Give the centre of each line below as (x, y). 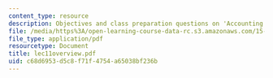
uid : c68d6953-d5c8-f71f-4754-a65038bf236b (83, 62)
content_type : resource (49, 16)
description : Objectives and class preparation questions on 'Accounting (136, 24)
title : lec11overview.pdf (52, 54)
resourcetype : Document (49, 46)
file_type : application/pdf (56, 39)
